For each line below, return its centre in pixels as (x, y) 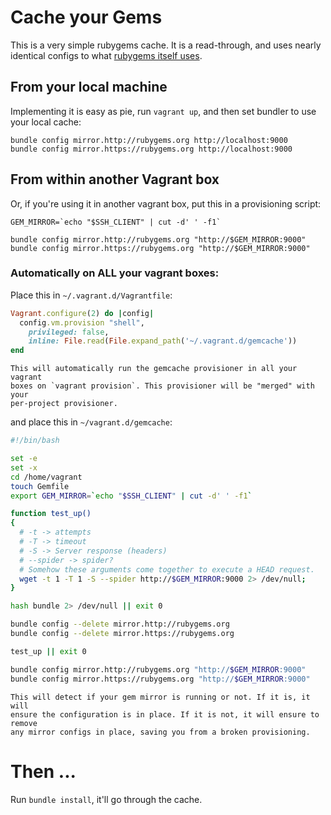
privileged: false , (69, 332)
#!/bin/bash (35, 441)
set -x (24, 467)
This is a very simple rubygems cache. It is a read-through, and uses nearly (166, 45)
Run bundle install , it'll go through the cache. (106, 799)
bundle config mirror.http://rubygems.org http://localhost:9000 (149, 140)
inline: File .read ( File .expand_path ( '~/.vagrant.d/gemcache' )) (163, 341)
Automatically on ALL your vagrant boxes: (115, 273)
